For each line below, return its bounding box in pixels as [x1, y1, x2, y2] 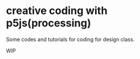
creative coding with [6, 4, 108, 18]
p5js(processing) [6, 16, 92, 30]
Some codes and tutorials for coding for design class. [6, 36, 135, 43]
